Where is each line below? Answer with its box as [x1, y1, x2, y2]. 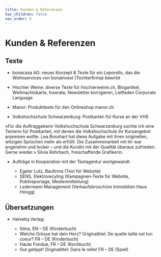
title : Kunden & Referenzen [5, 7, 63, 12]
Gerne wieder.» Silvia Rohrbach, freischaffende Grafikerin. [5, 149, 124, 155]
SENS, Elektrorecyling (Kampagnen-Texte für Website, [19, 173, 130, 179]
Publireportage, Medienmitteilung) [19, 179, 89, 185]
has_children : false [5, 12, 48, 17]
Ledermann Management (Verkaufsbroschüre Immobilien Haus [19, 184, 147, 190]
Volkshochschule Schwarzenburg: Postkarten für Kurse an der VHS [12, 114, 149, 120]
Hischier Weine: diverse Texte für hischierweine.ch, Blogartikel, [12, 84, 141, 91]
